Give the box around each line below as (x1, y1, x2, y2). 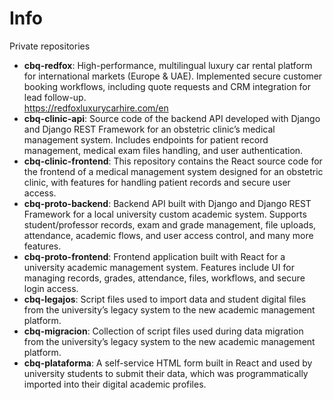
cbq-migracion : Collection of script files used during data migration (23, 325, 304, 337)
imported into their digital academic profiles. (23, 378, 207, 390)
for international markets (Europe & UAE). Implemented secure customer (23, 70, 323, 82)
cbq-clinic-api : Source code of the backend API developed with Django (23, 112, 321, 124)
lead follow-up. (23, 91, 87, 103)
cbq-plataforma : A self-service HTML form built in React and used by (23, 357, 313, 369)
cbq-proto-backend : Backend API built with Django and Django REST (23, 197, 312, 209)
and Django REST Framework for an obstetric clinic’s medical (23, 123, 276, 135)
